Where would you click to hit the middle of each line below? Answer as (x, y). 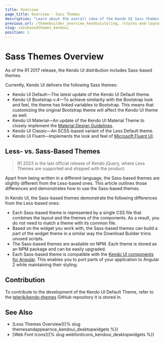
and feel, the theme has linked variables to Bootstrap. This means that (83, 105)
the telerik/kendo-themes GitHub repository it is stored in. (63, 297)
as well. (20, 115)
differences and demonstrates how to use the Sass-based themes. (72, 188)
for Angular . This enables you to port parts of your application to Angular (86, 259)
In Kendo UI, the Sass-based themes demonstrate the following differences (81, 198)
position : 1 (17, 32)
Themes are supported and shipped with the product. (71, 168)
